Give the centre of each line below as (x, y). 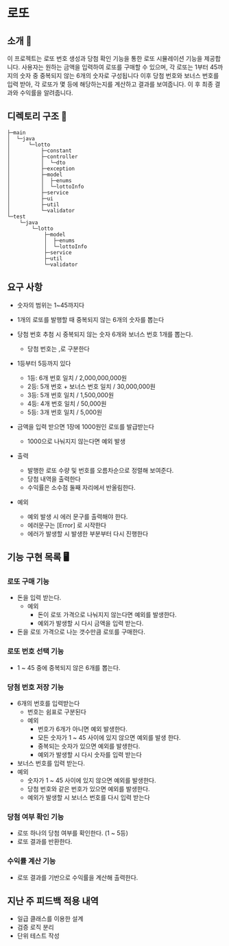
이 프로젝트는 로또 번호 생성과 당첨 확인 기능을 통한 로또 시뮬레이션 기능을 (105, 59)
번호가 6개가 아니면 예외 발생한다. (83, 729)
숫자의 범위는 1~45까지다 (50, 305)
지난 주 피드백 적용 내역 (53, 901)
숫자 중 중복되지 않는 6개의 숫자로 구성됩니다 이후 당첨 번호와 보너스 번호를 (119, 76)
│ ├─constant (39, 151)
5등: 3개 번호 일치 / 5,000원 (65, 412)
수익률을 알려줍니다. (46, 93)
